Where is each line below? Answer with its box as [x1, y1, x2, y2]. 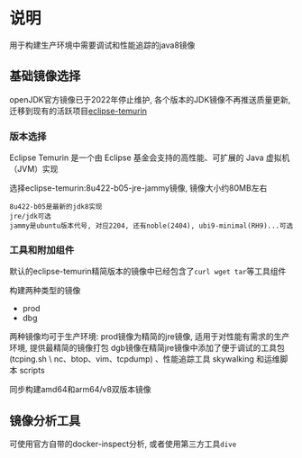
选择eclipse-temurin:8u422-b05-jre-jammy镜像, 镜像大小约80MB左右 [9, 183, 268, 193]
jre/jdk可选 [9, 212, 51, 221]
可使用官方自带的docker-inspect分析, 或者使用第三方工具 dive [9, 438, 237, 450]
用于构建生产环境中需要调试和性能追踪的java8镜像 [9, 40, 196, 50]
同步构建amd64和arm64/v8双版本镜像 [9, 384, 151, 395]
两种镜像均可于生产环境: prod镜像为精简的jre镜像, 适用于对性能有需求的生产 [9, 331, 290, 342]
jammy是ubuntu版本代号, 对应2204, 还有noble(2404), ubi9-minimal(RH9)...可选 [9, 221, 294, 230]
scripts [19, 365, 45, 376]
